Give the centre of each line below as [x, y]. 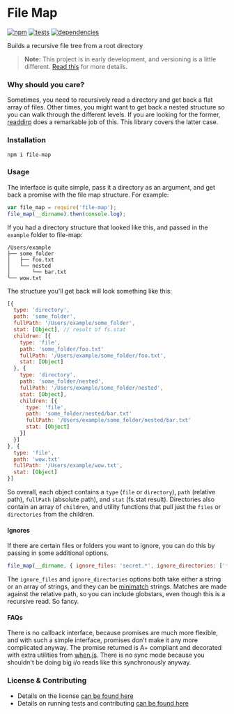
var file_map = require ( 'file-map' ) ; [62, 207]
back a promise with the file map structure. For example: [88, 195]
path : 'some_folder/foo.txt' [62, 349]
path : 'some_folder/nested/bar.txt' [79, 414]
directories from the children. [51, 515]
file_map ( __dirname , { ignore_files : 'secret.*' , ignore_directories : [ [115, 566]
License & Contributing [47, 681]
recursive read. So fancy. [43, 602]
